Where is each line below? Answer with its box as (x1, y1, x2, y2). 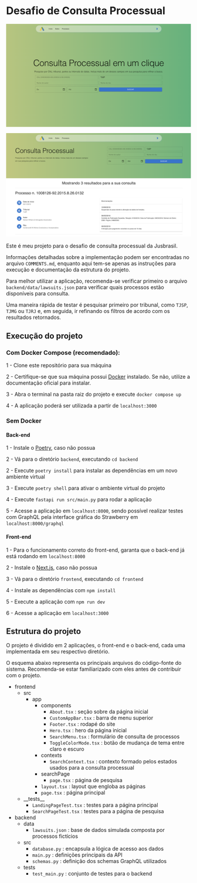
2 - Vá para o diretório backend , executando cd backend (6, 456, 138, 463)
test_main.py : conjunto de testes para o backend (32, 870, 152, 877)
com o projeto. (6, 672, 42, 679)
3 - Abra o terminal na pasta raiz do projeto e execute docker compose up (6, 391, 182, 398)
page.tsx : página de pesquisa (49, 777, 123, 784)
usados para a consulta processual (49, 764, 135, 772)
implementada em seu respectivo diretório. (6, 648, 110, 655)
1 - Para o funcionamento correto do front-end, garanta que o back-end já (6, 546, 185, 553)
